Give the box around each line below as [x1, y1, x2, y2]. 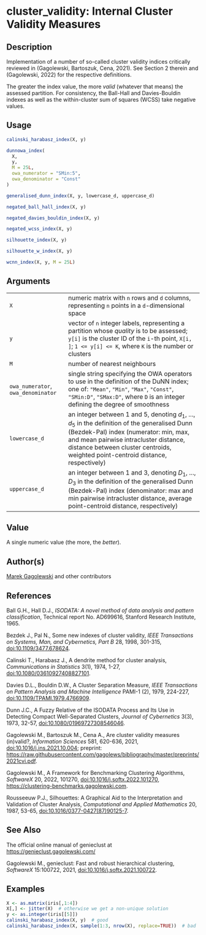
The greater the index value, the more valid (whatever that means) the [6, 83, 183, 90]
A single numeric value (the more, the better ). [6, 538, 121, 546]
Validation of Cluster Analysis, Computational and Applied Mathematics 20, [6, 800, 197, 807]
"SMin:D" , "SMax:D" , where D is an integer [68, 392, 185, 401]
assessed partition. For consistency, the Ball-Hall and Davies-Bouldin [6, 90, 181, 96]
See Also [6, 825, 41, 835]
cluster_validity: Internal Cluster [6, 4, 174, 18]
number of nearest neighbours [68, 359, 156, 368]
